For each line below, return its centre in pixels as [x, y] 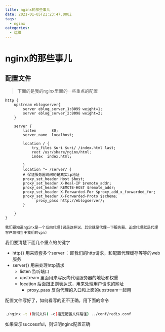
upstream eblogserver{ [37, 105]
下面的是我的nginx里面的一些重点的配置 [57, 91]
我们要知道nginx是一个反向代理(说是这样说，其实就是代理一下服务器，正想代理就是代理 [82, 227]
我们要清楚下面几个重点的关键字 [38, 242]
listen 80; [41, 131]
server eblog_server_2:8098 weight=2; [63, 113]
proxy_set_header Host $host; [54, 179]
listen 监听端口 [34, 271]
